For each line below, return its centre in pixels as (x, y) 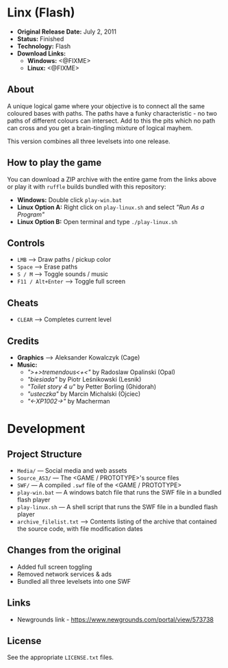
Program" (31, 214)
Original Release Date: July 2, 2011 (66, 32)
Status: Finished (40, 38)
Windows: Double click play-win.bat (69, 199)
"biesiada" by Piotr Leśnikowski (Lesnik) (84, 379)
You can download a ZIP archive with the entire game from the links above (112, 179)
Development (46, 429)
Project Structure (45, 454)
